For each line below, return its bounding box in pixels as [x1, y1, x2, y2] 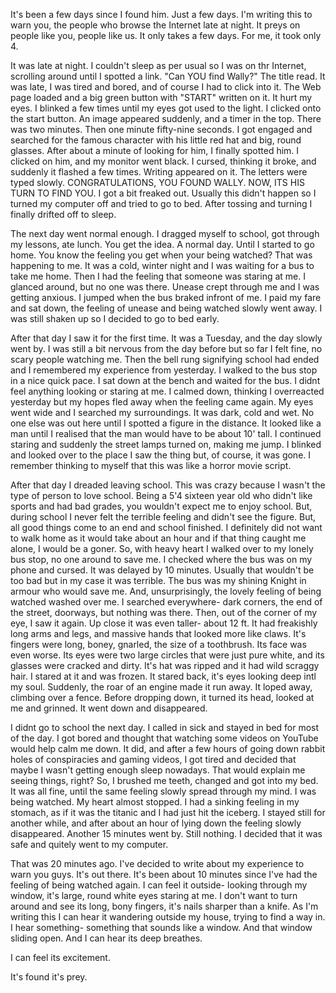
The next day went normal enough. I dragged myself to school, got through [10, 228, 320, 239]
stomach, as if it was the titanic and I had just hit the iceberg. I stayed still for [10, 807, 326, 818]
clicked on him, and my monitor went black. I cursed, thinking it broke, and [10, 155, 317, 167]
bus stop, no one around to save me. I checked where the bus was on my [10, 554, 313, 565]
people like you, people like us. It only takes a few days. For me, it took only [10, 30, 322, 41]
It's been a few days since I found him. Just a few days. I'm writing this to [10, 9, 313, 20]
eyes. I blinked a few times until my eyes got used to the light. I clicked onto [10, 102, 322, 114]
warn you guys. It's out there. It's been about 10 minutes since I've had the [10, 869, 318, 880]
